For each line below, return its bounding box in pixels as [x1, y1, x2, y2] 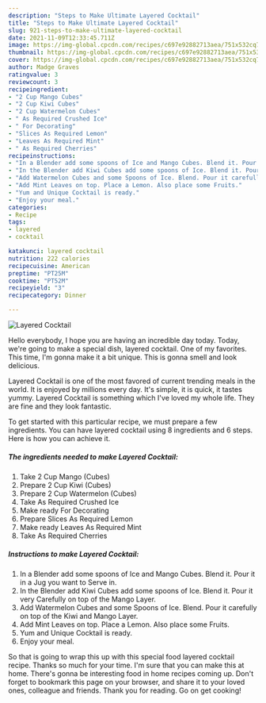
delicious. [8, 361, 40, 370]
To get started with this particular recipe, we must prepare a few [8, 417, 218, 426]
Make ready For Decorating [19, 505, 109, 515]
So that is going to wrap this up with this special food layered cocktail [8, 651, 235, 661]
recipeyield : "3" [8, 284, 66, 292]
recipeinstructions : [8, 152, 77, 159]
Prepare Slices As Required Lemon [19, 513, 133, 524]
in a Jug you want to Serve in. [19, 577, 117, 587]
